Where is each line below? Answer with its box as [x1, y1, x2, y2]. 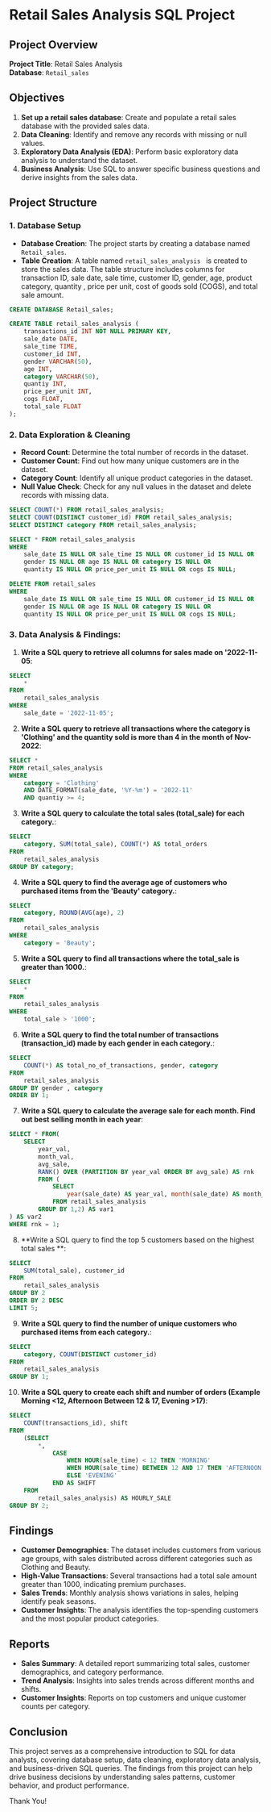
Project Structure [9, 196, 97, 210]
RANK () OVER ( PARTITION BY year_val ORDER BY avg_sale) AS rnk [38, 1167, 254, 1175]
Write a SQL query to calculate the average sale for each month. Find [20, 1106, 256, 1116]
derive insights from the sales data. [20, 172, 138, 182]
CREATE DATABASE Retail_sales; [9, 305, 114, 314]
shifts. [20, 1685, 42, 1694]
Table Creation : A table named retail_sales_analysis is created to [20, 256, 248, 265]
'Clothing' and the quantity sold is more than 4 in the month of [20, 732, 233, 741]
